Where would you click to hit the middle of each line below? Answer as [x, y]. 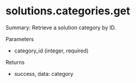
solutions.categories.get [68, 11]
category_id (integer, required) [51, 50]
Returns [15, 62]
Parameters [20, 39]
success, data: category [44, 73]
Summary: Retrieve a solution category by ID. [61, 27]
